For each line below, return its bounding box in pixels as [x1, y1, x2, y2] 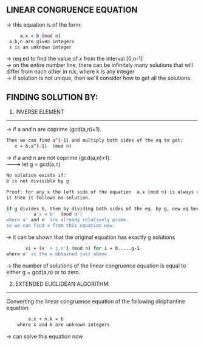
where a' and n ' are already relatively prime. [6, 217, 129, 223]
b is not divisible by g [6, 178, 69, 184]
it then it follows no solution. [6, 195, 91, 201]
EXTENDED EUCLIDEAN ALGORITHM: [15, 280, 110, 288]
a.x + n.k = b [28, 316, 64, 322]
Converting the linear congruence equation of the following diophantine [6, 297, 185, 305]
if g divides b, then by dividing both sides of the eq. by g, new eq [6, 206, 189, 212]
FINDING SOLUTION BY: [6, 92, 98, 102]
